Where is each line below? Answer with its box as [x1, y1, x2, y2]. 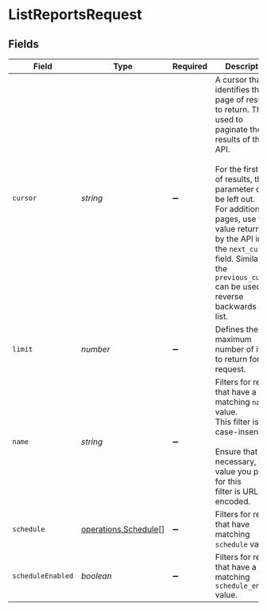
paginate [215, 124, 248, 134]
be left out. [215, 193, 256, 204]
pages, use [215, 213, 257, 224]
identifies [215, 84, 250, 95]
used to [215, 114, 244, 125]
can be [215, 281, 241, 292]
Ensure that [215, 446, 258, 457]
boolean [80, 570, 113, 582]
